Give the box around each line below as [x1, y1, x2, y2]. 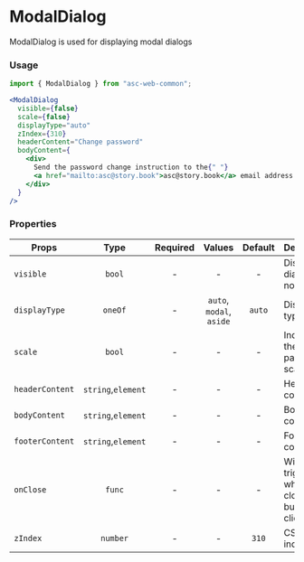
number [100, 533, 129, 543]
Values [203, 241, 234, 254]
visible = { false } [17, 104, 79, 113]
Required [155, 241, 195, 254]
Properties [9, 218, 57, 230]
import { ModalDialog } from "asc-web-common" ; [9, 80, 193, 89]
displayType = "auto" [17, 120, 91, 130]
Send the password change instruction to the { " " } [33, 163, 229, 173]
